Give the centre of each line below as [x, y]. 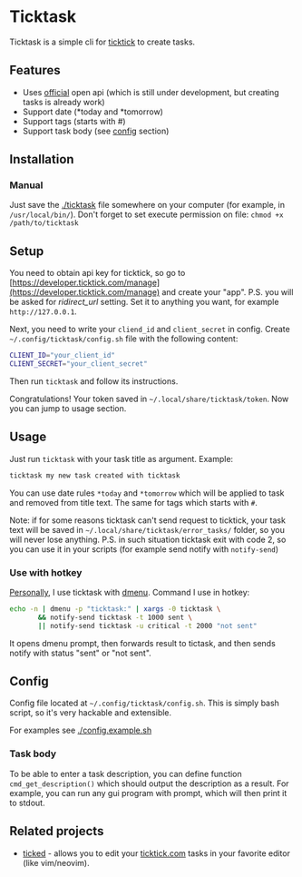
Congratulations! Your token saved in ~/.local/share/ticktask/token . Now [149, 399]
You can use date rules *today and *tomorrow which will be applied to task [147, 493]
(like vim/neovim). [56, 862]
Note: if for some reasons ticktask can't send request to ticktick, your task [147, 520]
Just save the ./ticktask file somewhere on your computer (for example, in [147, 205]
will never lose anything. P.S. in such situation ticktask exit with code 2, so [148, 539]
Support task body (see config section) [96, 131]
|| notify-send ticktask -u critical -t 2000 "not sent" [147, 626]
